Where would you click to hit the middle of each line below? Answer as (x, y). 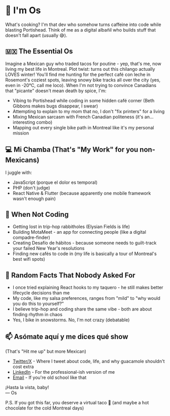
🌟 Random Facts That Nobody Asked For (70, 275)
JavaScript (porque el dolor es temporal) (55, 182)
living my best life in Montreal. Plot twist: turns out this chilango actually (80, 69)
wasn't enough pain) (34, 199)
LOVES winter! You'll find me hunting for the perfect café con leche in (78, 74)
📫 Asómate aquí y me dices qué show (67, 336)
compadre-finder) (31, 238)
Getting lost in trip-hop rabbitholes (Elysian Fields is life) (71, 227)
